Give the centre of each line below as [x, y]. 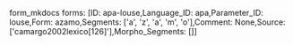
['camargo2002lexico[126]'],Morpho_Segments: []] [103, 31]
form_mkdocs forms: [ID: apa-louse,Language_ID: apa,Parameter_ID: [137, 13]
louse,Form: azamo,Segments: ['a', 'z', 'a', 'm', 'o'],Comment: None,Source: [147, 22]
